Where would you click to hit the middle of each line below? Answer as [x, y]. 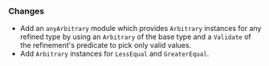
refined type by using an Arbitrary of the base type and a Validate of [135, 37]
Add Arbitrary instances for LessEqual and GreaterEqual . [114, 54]
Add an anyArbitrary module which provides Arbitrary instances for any [141, 29]
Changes [26, 11]
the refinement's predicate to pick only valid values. [106, 45]
